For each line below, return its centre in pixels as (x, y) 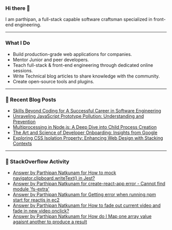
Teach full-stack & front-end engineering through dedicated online (83, 65)
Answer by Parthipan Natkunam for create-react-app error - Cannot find (89, 184)
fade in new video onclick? (41, 211)
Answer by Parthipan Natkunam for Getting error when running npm (84, 195)
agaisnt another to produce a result (50, 222)
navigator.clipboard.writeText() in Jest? (54, 178)
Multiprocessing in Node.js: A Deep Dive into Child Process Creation (85, 127)
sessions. (23, 70)
